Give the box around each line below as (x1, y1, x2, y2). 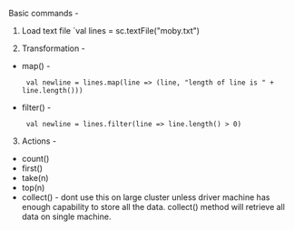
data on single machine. (21, 211, 112, 222)
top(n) (21, 182, 45, 193)
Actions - (21, 136, 56, 146)
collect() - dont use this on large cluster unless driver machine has (21, 192, 270, 203)
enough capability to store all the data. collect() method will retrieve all (21, 202, 285, 212)
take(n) (21, 173, 49, 183)
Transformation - (21, 43, 85, 54)
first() (21, 163, 43, 174)
